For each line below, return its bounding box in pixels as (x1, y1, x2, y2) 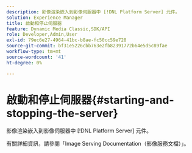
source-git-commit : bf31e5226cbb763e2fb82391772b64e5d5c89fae (6, 43, 168, 49)
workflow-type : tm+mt (6, 49, 62, 55)
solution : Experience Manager (6, 15, 84, 21)
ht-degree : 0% (6, 59, 43, 66)
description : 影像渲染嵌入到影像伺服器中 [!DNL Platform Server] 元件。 (6, 8, 180, 15)
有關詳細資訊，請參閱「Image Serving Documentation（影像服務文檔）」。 (6, 140, 190, 148)
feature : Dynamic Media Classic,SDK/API (6, 25, 111, 32)
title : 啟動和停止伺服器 (6, 20, 62, 26)
